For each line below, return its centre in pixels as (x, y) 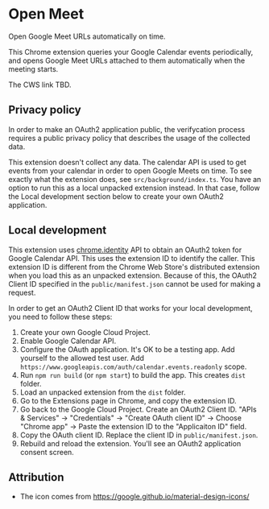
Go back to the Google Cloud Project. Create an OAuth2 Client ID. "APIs (138, 409)
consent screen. (47, 452)
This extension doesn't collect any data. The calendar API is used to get (128, 162)
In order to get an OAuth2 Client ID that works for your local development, (130, 308)
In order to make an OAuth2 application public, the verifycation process (127, 129)
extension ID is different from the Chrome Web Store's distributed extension (134, 267)
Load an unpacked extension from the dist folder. (103, 392)
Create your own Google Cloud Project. (85, 332)
